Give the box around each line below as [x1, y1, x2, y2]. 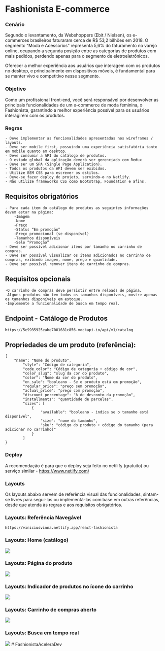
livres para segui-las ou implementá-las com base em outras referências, [11, 496, 160, 502]
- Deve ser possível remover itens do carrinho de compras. [5, 261, 132, 267]
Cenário [5, 21, 25, 28]
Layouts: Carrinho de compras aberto [5, 606, 97, 613]
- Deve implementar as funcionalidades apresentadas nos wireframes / [5, 136, 153, 141]
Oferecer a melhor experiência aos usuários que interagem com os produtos [5, 63, 160, 69]
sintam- [142, 491, 159, 497]
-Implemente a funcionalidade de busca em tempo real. [5, 301, 120, 306]
